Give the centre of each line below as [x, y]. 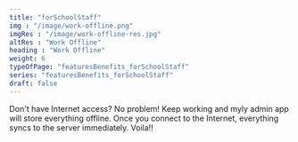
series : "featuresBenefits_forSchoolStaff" [91, 75]
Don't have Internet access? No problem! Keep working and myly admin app [149, 108]
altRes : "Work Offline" [55, 42]
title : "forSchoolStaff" [55, 17]
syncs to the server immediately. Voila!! [81, 127]
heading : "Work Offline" [57, 51]
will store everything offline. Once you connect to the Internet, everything [144, 118]
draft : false [33, 83]
